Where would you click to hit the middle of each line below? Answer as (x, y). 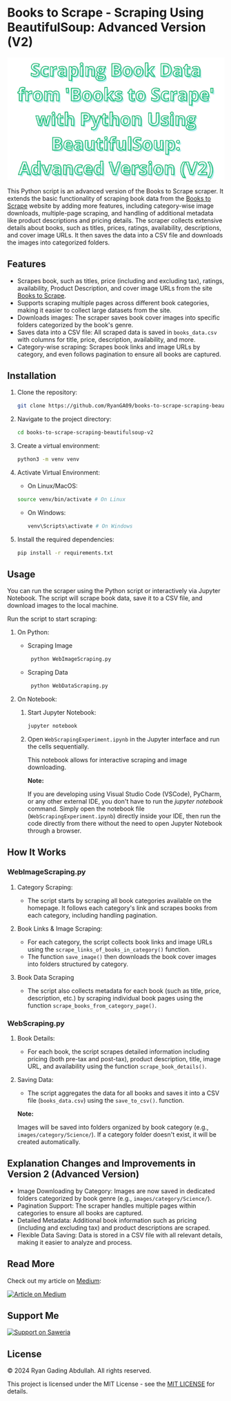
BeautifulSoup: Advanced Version (107, 27)
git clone (31, 406)
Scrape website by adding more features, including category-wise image (111, 206)
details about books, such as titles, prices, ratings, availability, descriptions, (114, 228)
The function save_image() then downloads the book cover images (122, 956)
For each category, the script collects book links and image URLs (120, 942)
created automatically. (49, 1142)
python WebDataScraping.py (69, 686)
